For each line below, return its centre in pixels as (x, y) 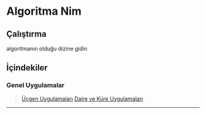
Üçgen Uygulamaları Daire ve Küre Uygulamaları (82, 99)
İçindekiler (27, 68)
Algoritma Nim (44, 11)
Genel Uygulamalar (36, 85)
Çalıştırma (27, 34)
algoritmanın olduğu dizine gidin (47, 48)
